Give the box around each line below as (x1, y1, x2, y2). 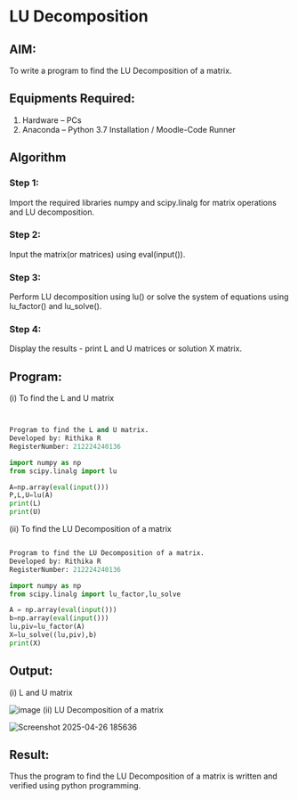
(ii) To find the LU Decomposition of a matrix (9, 524, 172, 535)
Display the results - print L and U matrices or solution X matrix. (9, 343, 243, 354)
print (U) (9, 508, 42, 517)
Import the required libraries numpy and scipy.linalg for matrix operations (9, 197, 278, 208)
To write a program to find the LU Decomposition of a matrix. (9, 65, 232, 76)
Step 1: (9, 176, 39, 189)
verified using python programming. (9, 780, 141, 791)
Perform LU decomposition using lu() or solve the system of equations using (9, 291, 289, 302)
